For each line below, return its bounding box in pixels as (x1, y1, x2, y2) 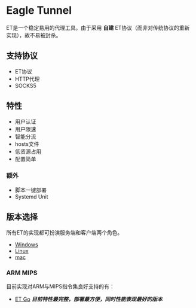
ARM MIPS (6, 269, 38, 277)
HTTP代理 (14, 75, 40, 83)
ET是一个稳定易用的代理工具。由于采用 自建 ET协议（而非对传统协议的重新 (6, 24, 190, 31)
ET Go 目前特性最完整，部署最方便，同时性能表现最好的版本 (14, 295, 163, 303)
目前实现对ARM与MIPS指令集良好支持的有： (6, 282, 115, 290)
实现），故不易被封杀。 (6, 31, 62, 39)
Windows (14, 240, 38, 248)
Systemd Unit (14, 193, 49, 200)
